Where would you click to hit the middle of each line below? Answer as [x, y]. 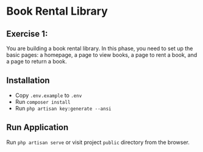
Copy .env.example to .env [48, 95]
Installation [28, 81]
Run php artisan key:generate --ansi [63, 108]
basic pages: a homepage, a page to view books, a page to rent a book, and [102, 55]
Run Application [37, 127]
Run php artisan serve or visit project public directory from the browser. [98, 142]
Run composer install [43, 101]
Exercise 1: [27, 34]
